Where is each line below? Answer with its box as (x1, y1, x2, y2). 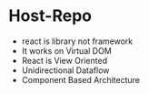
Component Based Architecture (21, 74, 140, 85)
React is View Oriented (21, 55, 108, 66)
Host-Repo (8, 5, 93, 26)
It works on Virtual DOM (21, 45, 113, 56)
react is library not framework (21, 36, 134, 47)
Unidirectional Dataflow (21, 65, 110, 76)
